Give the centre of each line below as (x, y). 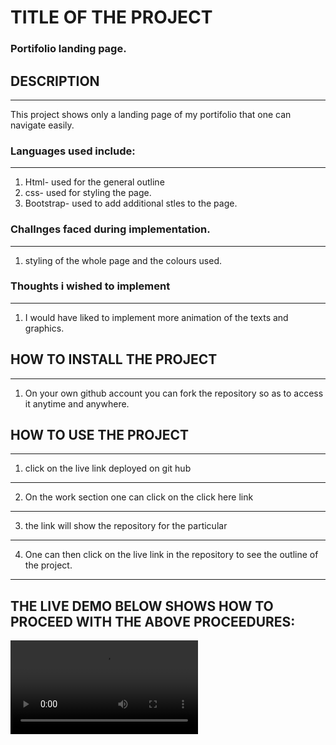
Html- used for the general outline (94, 182)
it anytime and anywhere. (77, 403)
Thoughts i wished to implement (90, 286)
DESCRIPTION (55, 81)
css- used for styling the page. (88, 193)
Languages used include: (73, 151)
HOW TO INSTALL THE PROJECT (114, 359)
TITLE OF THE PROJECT (111, 17)
